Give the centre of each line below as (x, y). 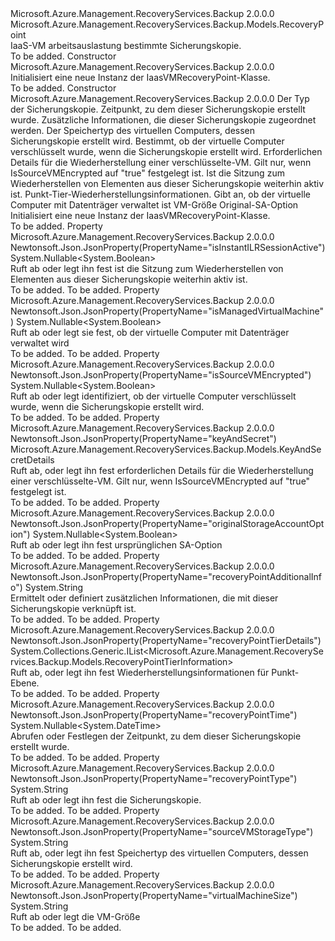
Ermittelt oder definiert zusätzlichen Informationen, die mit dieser (144, 598)
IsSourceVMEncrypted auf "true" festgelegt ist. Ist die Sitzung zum (147, 173)
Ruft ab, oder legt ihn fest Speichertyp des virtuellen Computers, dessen (159, 853)
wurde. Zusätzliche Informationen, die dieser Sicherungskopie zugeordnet (163, 120)
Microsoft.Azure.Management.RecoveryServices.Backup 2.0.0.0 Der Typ (160, 98)
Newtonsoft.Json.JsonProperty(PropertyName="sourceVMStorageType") (162, 831)
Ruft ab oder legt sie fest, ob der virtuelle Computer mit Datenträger (150, 332)
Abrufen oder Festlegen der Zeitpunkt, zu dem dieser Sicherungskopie (156, 736)
